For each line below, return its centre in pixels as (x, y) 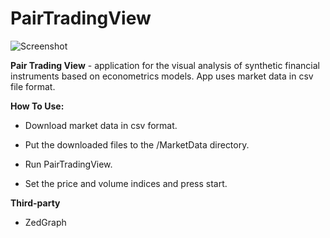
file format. (33, 86)
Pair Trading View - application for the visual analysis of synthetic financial (165, 65)
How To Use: (37, 106)
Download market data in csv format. (101, 125)
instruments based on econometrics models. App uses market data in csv (162, 76)
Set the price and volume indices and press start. (126, 183)
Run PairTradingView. (68, 164)
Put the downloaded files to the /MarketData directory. (137, 144)
